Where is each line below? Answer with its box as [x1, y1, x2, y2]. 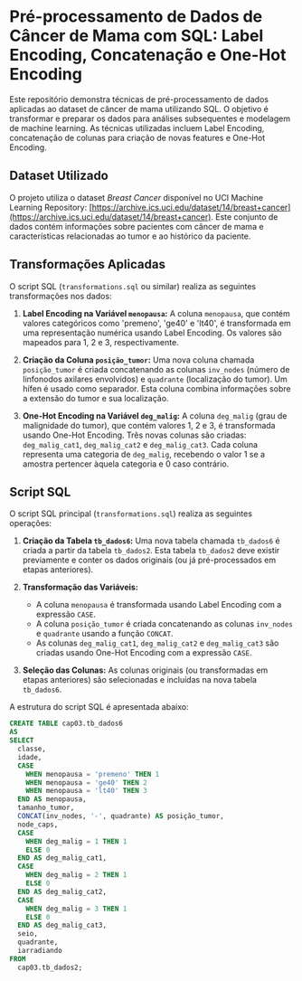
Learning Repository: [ [9, 202, 93, 212]
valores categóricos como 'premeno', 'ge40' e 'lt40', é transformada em [22, 317, 291, 328]
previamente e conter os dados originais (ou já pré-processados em [22, 554, 277, 566]
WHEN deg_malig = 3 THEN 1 [25, 904, 127, 913]
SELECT [9, 736, 34, 745]
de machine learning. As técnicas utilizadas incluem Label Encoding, [9, 122, 265, 133]
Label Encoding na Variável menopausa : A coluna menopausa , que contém [22, 307, 291, 318]
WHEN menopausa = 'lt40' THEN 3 [25, 787, 147, 796]
